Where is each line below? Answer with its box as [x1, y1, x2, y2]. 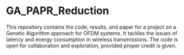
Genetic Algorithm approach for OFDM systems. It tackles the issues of [6, 29, 178, 36]
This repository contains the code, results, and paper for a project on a [6, 23, 176, 30]
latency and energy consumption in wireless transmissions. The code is [6, 36, 178, 43]
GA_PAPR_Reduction [6, 4, 109, 18]
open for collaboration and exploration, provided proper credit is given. [6, 42, 177, 49]
